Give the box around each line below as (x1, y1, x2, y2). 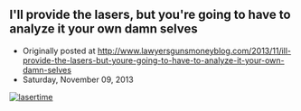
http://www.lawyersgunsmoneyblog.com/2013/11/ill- (97, 45, 292, 56)
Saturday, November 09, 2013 (22, 74, 134, 85)
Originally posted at (22, 45, 96, 56)
